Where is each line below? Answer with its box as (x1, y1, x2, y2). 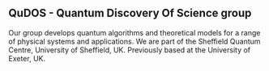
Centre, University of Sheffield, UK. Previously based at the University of (8, 44, 251, 55)
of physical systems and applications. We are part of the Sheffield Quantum (8, 36, 261, 46)
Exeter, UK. (8, 53, 46, 63)
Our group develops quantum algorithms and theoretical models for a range (8, 27, 261, 37)
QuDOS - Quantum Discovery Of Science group (8, 6, 252, 20)
